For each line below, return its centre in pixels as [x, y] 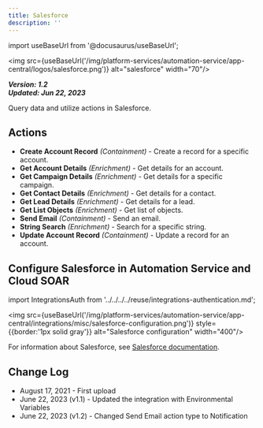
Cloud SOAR [39, 281]
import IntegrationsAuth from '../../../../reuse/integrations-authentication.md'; [132, 300]
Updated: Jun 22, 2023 [47, 92]
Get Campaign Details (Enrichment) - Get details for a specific [121, 177]
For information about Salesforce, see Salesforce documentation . [114, 347]
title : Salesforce [38, 15]
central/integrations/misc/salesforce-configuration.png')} [101, 323]
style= [206, 323]
